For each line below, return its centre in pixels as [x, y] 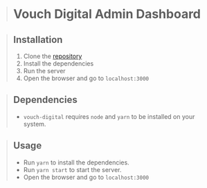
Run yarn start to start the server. [72, 169]
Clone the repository [53, 56]
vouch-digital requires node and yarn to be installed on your [109, 116]
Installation [38, 40]
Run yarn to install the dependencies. [76, 162]
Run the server [45, 71]
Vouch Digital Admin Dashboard [107, 14]
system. [35, 124]
